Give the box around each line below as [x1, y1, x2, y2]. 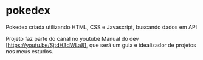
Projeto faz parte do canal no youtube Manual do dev [5, 35, 139, 42]
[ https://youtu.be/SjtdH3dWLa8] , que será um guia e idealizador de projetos [5, 41, 197, 49]
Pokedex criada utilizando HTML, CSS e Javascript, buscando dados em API [5, 23, 198, 31]
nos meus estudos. [5, 47, 53, 55]
